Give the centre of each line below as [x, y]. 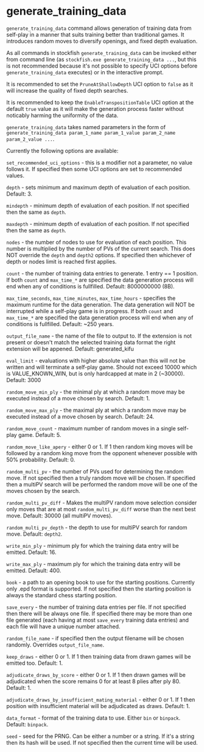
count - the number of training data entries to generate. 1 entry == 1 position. [102, 273]
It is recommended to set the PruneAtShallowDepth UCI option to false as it [100, 84]
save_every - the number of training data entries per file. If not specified [96, 607]
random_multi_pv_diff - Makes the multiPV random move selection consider [102, 502]
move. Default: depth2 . [34, 534]
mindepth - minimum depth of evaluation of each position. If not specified [98, 205]
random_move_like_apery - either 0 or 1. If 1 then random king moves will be [100, 447]
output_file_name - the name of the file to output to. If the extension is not [99, 336]
